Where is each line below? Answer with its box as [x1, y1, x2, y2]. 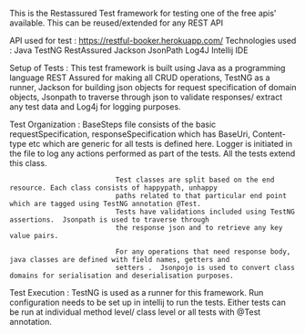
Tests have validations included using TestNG [115, 207, 296, 216]
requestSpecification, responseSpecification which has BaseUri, [9, 129, 250, 140]
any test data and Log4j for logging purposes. [9, 101, 181, 112]
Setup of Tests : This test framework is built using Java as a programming [9, 63, 286, 73]
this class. [9, 158, 47, 168]
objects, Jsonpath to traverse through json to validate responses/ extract [9, 91, 283, 102]
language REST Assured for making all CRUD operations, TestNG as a [9, 72, 270, 83]
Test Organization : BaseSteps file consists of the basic [9, 119, 217, 130]
